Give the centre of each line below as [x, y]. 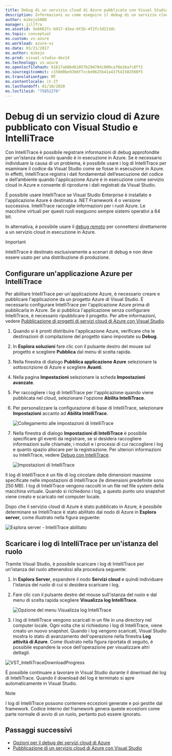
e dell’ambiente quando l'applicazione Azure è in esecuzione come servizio [85, 179]
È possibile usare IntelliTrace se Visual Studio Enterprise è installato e [79, 195]
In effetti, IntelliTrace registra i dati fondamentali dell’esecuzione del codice [84, 174]
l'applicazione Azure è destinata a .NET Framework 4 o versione [73, 200]
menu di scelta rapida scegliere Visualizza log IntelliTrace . [75, 600]
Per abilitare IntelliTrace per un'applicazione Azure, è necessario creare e [83, 294]
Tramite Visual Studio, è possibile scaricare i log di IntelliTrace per [75, 564]
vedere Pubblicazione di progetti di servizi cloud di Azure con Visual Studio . [85, 321]
